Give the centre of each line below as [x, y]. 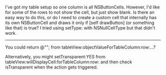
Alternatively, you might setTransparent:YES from [55, 57]
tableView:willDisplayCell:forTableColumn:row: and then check [69, 62]
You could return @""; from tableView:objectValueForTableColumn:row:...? [81, 47]
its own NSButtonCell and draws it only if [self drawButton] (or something [80, 23]
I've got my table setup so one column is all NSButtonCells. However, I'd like [83, 7]
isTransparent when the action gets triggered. [51, 67]
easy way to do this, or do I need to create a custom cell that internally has [81, 17]
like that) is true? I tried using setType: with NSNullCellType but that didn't [80, 28]
